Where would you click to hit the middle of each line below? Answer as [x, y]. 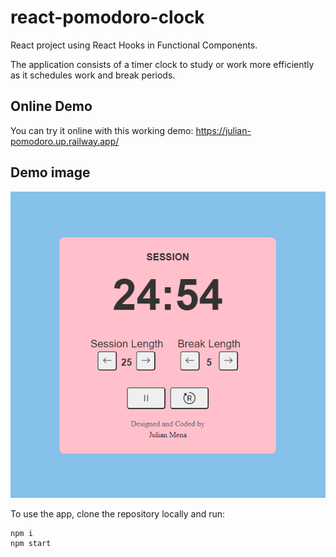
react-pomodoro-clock [107, 17]
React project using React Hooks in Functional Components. [134, 45]
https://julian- [223, 130]
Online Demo [51, 106]
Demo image [50, 172]
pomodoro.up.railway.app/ [65, 141]
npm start [31, 543]
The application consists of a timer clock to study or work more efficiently [162, 64]
